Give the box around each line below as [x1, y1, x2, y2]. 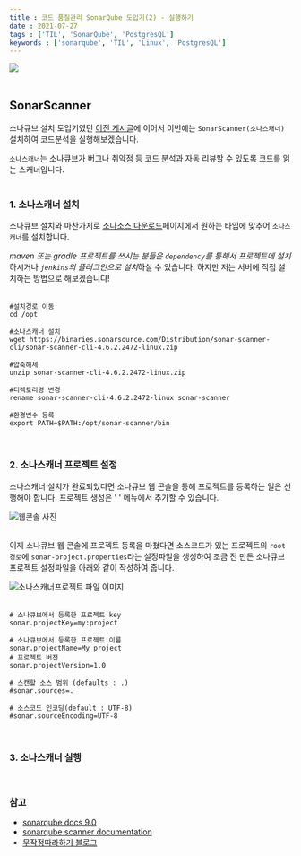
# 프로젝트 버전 [9, 652, 59, 662]
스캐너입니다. [18, 164, 65, 175]
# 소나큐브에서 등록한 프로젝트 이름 [9, 635, 122, 644]
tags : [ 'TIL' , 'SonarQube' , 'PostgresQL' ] [9, 30, 175, 39]
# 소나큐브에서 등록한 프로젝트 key [9, 610, 122, 619]
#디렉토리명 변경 [9, 386, 61, 395]
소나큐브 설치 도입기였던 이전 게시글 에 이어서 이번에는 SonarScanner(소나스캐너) [9, 123, 285, 134]
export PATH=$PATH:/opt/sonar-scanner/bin [9, 419, 170, 428]
